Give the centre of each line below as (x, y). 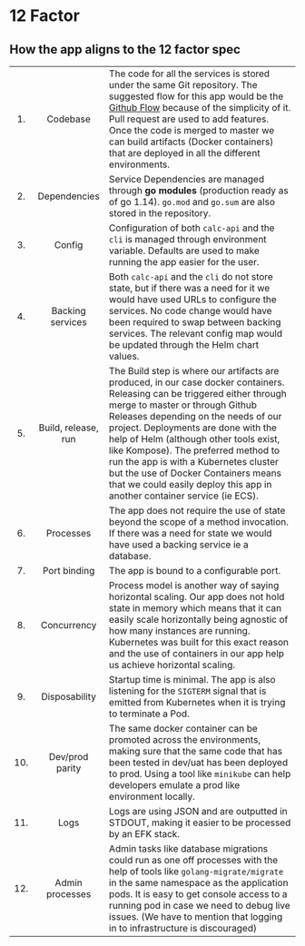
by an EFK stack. (144, 834)
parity (69, 768)
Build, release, (69, 428)
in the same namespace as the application (198, 883)
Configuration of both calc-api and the (192, 228)
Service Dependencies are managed (187, 179)
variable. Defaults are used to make (184, 251)
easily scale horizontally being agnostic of (198, 620)
